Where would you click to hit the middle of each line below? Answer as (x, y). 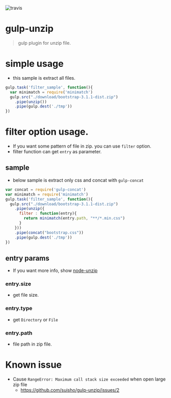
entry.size (18, 284)
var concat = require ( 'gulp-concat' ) (46, 189)
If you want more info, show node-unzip (55, 270)
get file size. (26, 295)
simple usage (35, 64)
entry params (27, 258)
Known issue (34, 365)
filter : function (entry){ (48, 213)
